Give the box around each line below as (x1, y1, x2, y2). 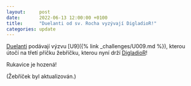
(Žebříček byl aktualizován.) (6, 73, 76, 80)
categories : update (6, 26, 56, 32)
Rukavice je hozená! (6, 61, 57, 68)
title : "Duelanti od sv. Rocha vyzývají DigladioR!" (6, 20, 157, 26)
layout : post (6, 9, 51, 15)
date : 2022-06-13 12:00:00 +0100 (6, 15, 108, 21)
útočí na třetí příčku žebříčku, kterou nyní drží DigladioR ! (6, 49, 148, 57)
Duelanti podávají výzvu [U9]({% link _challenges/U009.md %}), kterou (6, 43, 186, 50)
